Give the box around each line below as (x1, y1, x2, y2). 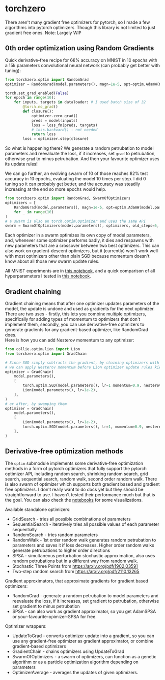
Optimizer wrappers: (5, 623, 47, 629)
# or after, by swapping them (5, 401, 67, 407)
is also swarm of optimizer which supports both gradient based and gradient (5, 481, 160, 487)
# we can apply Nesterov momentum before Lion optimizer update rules (5, 365, 153, 370)
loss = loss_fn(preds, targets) (31, 123, 98, 128)
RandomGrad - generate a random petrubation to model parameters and (12, 592, 159, 599)
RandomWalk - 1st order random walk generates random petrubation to (12, 537, 156, 543)
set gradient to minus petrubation (12, 603, 80, 609)
